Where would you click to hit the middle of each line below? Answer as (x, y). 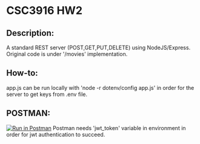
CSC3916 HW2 (45, 11)
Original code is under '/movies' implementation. (67, 54)
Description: (30, 33)
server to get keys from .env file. (47, 94)
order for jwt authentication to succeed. (56, 134)
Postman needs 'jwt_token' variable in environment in (119, 128)
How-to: (22, 73)
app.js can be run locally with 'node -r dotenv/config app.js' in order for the (100, 87)
